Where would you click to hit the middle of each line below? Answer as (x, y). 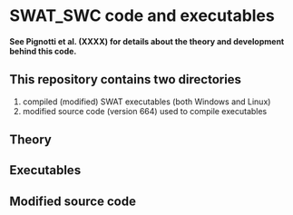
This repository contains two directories (126, 79)
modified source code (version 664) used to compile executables (145, 111)
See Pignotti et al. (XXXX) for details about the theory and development (147, 41)
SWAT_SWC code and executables (142, 16)
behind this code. (43, 51)
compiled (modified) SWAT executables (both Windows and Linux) (146, 102)
